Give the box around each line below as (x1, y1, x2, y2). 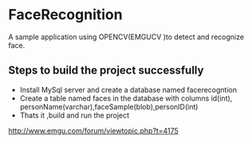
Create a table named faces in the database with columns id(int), (19, 93, 233, 103)
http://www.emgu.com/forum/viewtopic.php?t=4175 (8, 125, 179, 135)
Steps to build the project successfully (8, 64, 204, 77)
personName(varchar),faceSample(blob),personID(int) (19, 101, 199, 111)
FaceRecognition (8, 6, 123, 24)
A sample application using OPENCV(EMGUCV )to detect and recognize (8, 32, 245, 42)
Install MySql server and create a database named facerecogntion (19, 85, 238, 94)
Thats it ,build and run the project (19, 110, 130, 120)
